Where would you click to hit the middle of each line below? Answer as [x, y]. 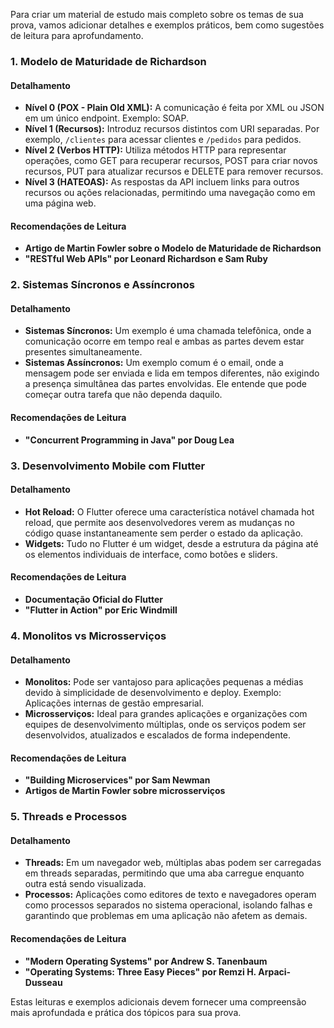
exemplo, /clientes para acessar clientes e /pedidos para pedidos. [163, 140]
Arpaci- [275, 971]
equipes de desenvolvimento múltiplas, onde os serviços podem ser [165, 725]
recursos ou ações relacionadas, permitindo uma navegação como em [170, 193]
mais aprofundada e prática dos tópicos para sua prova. [126, 1012]
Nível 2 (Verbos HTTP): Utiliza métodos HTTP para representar [155, 150]
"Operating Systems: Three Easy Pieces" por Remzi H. [140, 971]
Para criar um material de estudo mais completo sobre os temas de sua [157, 14]
